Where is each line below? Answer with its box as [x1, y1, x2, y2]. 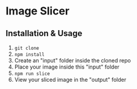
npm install [14, 52, 45, 58]
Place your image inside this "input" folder [14, 63, 120, 70]
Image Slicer [5, 4, 70, 18]
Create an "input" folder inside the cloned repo [14, 57, 131, 64]
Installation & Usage [5, 28, 83, 38]
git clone [14, 45, 40, 51]
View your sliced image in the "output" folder [14, 76, 127, 83]
